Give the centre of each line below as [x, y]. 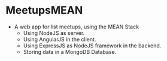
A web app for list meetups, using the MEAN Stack [76, 27]
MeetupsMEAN [44, 10]
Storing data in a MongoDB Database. [70, 52]
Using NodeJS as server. [54, 33]
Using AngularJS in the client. [60, 39]
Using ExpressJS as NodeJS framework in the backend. [92, 46]
